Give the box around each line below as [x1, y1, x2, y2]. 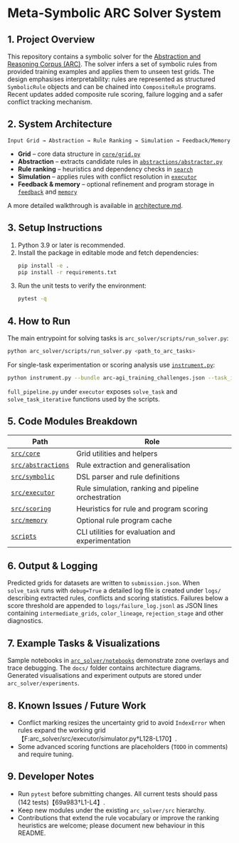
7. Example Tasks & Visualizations [7, 637, 161, 649]
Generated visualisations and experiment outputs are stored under [7, 671, 202, 680]
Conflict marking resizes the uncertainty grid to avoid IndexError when [17, 718, 225, 727]
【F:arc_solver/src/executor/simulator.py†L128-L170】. [17, 735, 178, 743]
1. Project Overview [7, 33, 95, 46]
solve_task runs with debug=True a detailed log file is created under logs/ [7, 586, 222, 595]
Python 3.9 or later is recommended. [17, 241, 126, 249]
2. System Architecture [7, 118, 112, 130]
